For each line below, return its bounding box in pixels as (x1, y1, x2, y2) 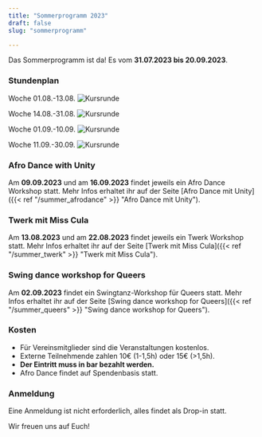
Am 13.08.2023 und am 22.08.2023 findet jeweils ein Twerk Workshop (8, 233, 244, 242)
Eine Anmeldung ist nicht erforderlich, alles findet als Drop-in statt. (8, 406, 227, 415)
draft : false (8, 19, 52, 27)
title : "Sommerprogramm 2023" (8, 11, 109, 20)
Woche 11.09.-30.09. (8, 140, 76, 149)
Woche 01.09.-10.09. (8, 124, 76, 134)
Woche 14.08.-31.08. (8, 108, 76, 118)
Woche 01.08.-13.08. (8, 93, 76, 103)
